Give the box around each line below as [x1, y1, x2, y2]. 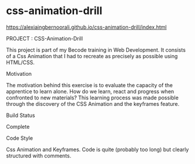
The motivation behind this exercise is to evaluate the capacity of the [6, 81, 173, 89]
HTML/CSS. [6, 59, 35, 66]
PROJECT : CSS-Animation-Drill [6, 35, 83, 42]
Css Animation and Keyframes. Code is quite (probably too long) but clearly [6, 146, 189, 153]
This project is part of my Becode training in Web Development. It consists [6, 46, 186, 53]
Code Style [6, 134, 33, 142]
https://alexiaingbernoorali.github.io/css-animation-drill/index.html [6, 24, 167, 31]
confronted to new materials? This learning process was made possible [6, 94, 179, 101]
